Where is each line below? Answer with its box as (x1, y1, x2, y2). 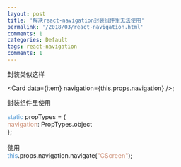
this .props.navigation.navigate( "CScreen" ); (7, 151, 133, 159)
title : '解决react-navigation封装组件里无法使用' (7, 17, 145, 24)
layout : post (7, 10, 46, 18)
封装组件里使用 (7, 98, 51, 106)
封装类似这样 (7, 70, 45, 78)
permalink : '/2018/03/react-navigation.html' (7, 23, 144, 30)
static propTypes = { (7, 112, 66, 120)
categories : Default (7, 37, 69, 44)
